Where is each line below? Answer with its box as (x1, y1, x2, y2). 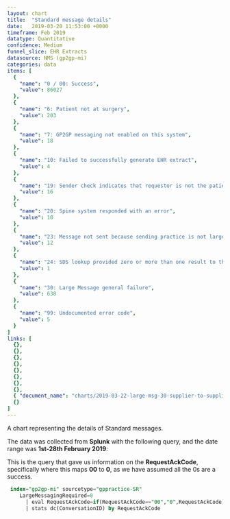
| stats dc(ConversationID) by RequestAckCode (25, 505, 161, 511)
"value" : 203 (19, 112, 57, 119)
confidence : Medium (7, 42, 63, 49)
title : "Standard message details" (7, 16, 112, 23)
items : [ (7, 67, 32, 74)
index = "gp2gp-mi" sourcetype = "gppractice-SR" (10, 485, 142, 492)
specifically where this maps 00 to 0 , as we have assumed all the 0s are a (7, 465, 216, 473)
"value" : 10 (19, 214, 53, 221)
